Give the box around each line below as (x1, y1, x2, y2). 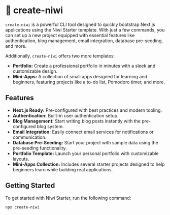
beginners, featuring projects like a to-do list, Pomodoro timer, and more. (12, 79, 165, 85)
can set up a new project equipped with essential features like (5, 32, 135, 38)
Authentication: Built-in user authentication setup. (12, 112, 119, 118)
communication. (12, 134, 47, 140)
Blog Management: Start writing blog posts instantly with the (12, 118, 141, 124)
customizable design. (12, 68, 58, 74)
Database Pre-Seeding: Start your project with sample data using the (12, 139, 158, 145)
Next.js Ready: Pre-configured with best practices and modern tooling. (12, 107, 162, 113)
